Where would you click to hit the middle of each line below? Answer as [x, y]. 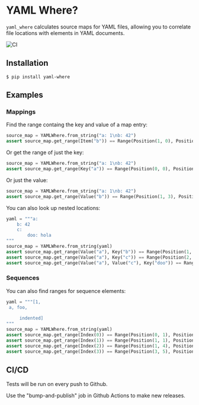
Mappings [21, 112]
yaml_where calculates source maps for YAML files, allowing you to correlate [99, 27]
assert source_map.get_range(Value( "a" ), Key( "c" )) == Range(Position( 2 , [99, 257]
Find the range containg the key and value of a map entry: [77, 125]
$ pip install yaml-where [38, 77]
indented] [31, 318]
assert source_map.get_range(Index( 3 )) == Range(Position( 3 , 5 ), [88, 351]
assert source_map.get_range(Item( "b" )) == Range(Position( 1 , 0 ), [90, 141]
